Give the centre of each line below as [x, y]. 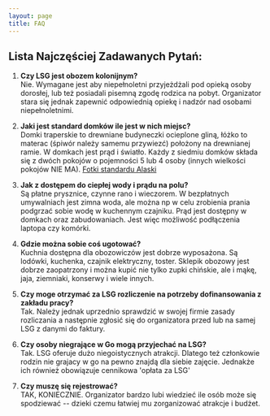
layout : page [30, 16]
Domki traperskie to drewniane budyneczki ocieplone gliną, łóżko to [134, 135]
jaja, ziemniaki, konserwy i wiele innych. [87, 279]
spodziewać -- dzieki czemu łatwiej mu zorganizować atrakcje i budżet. [140, 404]
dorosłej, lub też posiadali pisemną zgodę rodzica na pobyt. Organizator [141, 93]
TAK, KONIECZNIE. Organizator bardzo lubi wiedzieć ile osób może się [138, 395]
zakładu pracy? [47, 303]
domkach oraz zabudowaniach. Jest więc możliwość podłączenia [130, 219]
